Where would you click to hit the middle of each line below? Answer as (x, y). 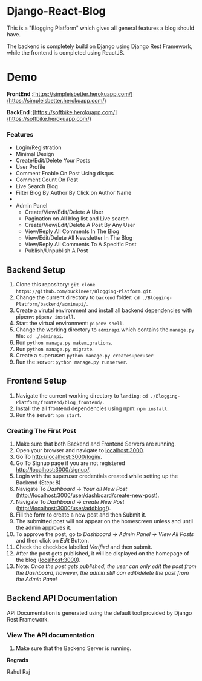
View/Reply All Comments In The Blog (72, 231)
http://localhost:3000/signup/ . (53, 470)
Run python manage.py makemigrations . (64, 342)
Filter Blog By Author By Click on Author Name (73, 193)
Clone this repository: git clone (55, 284)
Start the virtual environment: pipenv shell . (70, 323)
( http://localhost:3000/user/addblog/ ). (63, 509)
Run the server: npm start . (48, 415)
